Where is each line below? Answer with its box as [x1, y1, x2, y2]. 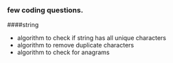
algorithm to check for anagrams [16, 48, 110, 56]
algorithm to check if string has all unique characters [16, 34, 167, 42]
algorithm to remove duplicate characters [16, 41, 135, 49]
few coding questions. [7, 5, 84, 15]
